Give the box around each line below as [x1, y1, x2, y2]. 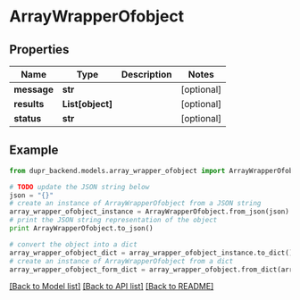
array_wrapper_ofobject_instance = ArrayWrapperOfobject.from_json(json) [9, 207, 290, 216]
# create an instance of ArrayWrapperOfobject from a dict [9, 256, 234, 265]
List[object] [62, 98, 113, 110]
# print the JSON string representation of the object [9, 216, 218, 225]
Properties [9, 42, 70, 57]
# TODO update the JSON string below [9, 182, 150, 191]
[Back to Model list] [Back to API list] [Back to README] [9, 281, 214, 292]
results [13, 98, 45, 110]
